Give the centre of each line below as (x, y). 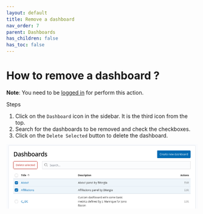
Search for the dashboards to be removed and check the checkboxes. (103, 129)
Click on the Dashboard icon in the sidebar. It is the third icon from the (101, 116)
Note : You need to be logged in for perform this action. (75, 92)
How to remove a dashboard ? (83, 76)
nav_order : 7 (23, 26)
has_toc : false (26, 45)
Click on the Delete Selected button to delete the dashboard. (91, 135)
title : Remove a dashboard (40, 19)
